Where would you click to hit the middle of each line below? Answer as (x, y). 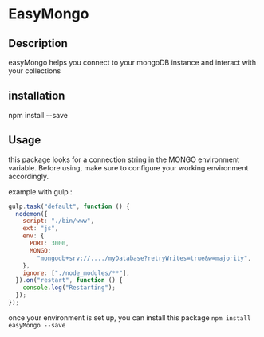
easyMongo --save (37, 325)
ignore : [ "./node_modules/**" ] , (76, 273)
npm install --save (38, 115)
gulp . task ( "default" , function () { (69, 206)
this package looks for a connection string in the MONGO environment (124, 159)
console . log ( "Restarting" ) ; (69, 288)
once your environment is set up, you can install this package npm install (130, 317)
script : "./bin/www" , (58, 221)
